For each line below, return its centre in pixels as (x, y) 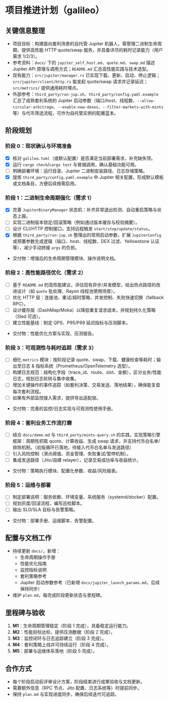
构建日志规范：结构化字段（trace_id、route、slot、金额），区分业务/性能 (87, 372)
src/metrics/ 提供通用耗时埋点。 (47, 88)
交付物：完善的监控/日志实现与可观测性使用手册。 (64, 408)
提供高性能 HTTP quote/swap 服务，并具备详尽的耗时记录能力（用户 (92, 50)
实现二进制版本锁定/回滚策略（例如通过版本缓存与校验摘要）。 (76, 222)
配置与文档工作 (28, 538)
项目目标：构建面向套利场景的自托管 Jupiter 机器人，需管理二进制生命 (85, 44)
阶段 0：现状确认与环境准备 (38, 146)
